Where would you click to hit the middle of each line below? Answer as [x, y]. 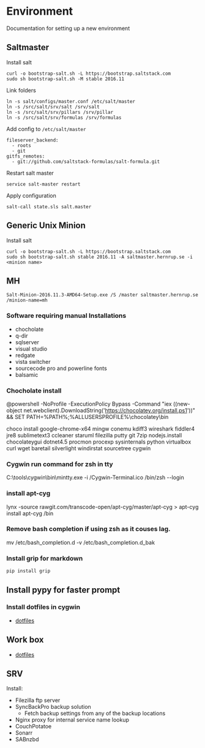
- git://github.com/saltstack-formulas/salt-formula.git [86, 161]
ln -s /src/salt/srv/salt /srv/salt [53, 107]
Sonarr [24, 733]
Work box [25, 640]
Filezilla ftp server [38, 700]
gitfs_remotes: [26, 156]
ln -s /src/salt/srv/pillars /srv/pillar [60, 112]
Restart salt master [30, 173]
